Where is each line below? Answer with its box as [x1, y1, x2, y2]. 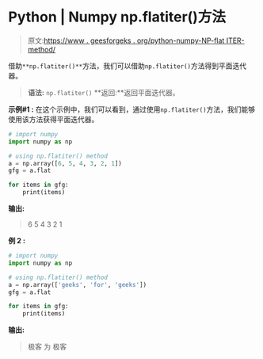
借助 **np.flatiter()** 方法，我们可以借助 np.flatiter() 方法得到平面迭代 [8, 61, 247, 71]
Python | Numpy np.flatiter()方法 [8, 8, 226, 26]
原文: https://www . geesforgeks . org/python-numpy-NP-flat [27, 36, 225, 45]
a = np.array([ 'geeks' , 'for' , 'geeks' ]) [8, 281, 147, 288]
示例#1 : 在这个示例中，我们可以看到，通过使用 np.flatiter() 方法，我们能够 [8, 105, 256, 114]
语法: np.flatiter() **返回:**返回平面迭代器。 [27, 87, 180, 97]
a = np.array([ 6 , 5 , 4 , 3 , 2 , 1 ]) [8, 159, 123, 167]
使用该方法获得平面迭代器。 [8, 114, 99, 124]
